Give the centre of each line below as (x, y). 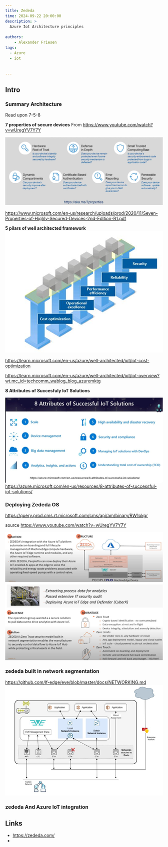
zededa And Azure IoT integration (47, 807)
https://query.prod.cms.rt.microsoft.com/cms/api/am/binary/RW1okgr (77, 515)
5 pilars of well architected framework (45, 228)
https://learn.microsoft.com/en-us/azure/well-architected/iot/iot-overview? (82, 376)
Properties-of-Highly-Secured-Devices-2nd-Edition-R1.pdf (66, 218)
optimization (18, 366)
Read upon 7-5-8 (23, 115)
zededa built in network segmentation (52, 671)
